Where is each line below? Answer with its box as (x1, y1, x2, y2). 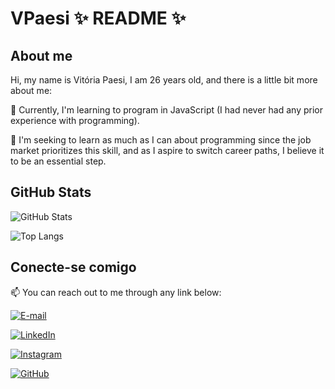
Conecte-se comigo (10, 259, 137, 276)
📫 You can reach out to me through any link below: (10, 286, 222, 298)
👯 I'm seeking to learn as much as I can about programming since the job (10, 134, 312, 146)
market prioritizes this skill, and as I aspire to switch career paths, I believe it (10, 145, 325, 156)
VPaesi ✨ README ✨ (10, 7, 187, 30)
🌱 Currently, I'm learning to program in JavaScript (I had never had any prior (10, 104, 323, 116)
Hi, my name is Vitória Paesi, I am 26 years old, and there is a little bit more (10, 74, 318, 86)
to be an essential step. (10, 155, 107, 167)
